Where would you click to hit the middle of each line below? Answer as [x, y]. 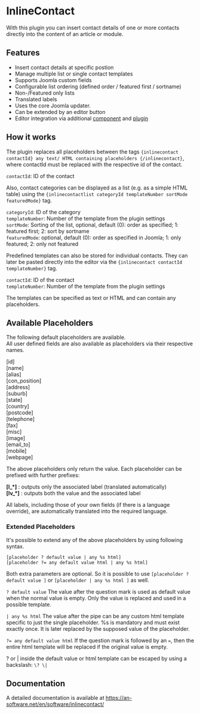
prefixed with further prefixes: [43, 476]
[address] [18, 387]
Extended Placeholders [41, 527]
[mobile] [16, 451]
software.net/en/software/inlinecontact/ [55, 704]
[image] [16, 438]
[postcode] [20, 413]
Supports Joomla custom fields [53, 80]
